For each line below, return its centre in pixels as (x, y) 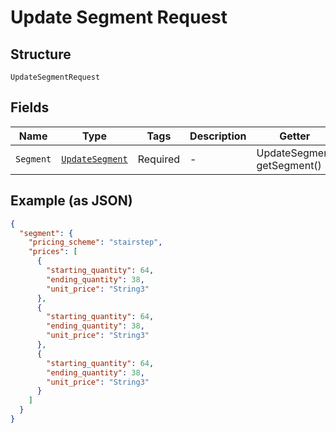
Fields (30, 107)
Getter (295, 136)
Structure (41, 54)
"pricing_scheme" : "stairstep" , (95, 242)
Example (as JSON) (71, 201)
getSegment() (289, 165)
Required (159, 159)
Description (218, 136)
